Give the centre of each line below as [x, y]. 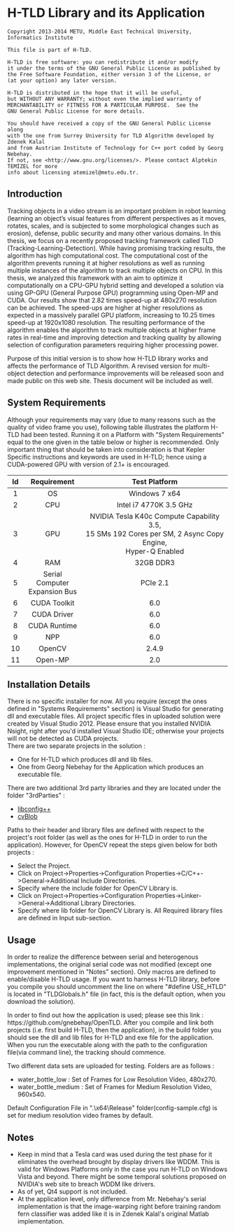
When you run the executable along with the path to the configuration [107, 1045]
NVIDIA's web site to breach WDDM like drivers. [86, 1184]
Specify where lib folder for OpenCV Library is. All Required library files [120, 911]
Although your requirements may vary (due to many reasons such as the [112, 420]
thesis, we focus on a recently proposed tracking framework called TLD [111, 240]
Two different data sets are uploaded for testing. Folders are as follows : [111, 1066]
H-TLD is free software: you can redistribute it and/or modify [103, 62]
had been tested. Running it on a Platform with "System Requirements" [123, 434]
